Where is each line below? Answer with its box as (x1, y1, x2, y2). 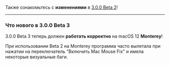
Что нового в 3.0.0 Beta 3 (5, 21, 70, 28)
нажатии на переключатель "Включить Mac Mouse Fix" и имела (5, 48, 144, 55)
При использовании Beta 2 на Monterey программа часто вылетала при (5, 43, 161, 49)
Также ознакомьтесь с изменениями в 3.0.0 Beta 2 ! (5, 5, 118, 10)
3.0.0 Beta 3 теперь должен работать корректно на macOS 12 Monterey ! (5, 33, 163, 40)
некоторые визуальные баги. (5, 54, 68, 60)
